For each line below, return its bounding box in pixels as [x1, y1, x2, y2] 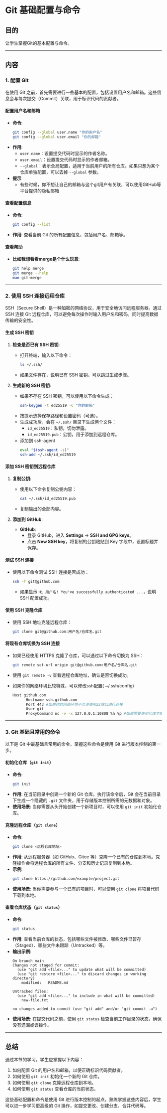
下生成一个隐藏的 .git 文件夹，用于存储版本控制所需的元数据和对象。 [12, 797, 155, 803]
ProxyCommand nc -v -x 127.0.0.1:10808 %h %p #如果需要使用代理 [25, 711, 156, 716]
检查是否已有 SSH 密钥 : [12, 342, 60, 348]
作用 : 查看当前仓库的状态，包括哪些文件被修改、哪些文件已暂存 [12, 936, 142, 942]
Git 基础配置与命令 [5, 4, 81, 16]
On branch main [12, 958, 44, 963]
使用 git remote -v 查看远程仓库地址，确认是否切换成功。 [12, 672, 131, 678]
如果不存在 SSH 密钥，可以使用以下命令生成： [19, 393, 114, 399]
